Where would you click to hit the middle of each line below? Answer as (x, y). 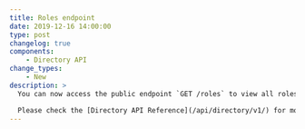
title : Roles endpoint (52, 18)
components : (32, 52)
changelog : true (40, 43)
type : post (30, 35)
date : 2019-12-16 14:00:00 (60, 26)
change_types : (36, 69)
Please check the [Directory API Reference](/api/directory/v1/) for (152, 110)
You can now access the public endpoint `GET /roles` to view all (146, 94)
